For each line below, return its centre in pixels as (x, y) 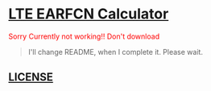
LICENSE (31, 77)
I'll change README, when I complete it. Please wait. (116, 52)
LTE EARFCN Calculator (89, 14)
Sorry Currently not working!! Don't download (84, 36)
